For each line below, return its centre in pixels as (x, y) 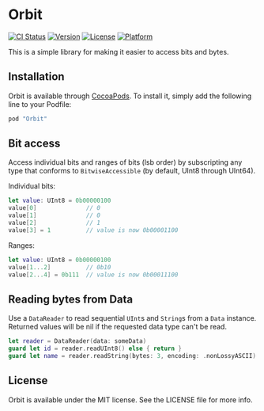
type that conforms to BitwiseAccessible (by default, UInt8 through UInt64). (132, 171)
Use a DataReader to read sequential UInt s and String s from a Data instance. (132, 318)
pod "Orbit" (28, 119)
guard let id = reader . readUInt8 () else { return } (95, 349)
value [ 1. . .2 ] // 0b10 (60, 267)
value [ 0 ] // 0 (55, 208)
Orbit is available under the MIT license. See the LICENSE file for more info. (130, 400)
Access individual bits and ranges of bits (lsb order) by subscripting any (125, 162)
